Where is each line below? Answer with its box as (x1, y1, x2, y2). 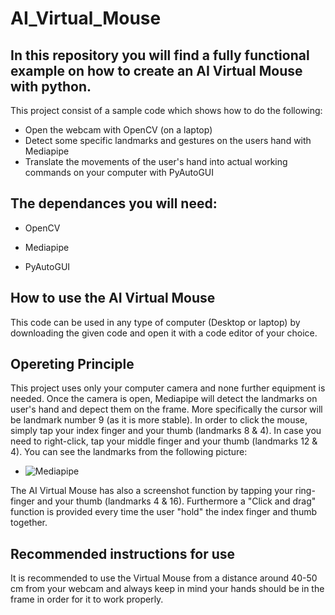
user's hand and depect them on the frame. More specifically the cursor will (10, 403, 323, 416)
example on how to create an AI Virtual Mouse (10, 62, 303, 79)
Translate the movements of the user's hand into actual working (24, 156, 288, 167)
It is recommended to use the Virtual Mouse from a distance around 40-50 (10, 572, 318, 584)
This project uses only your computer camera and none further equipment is (10, 382, 326, 394)
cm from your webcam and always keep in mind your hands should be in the (10, 583, 325, 595)
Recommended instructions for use (10, 545, 236, 562)
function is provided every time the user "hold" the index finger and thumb (10, 506, 318, 518)
